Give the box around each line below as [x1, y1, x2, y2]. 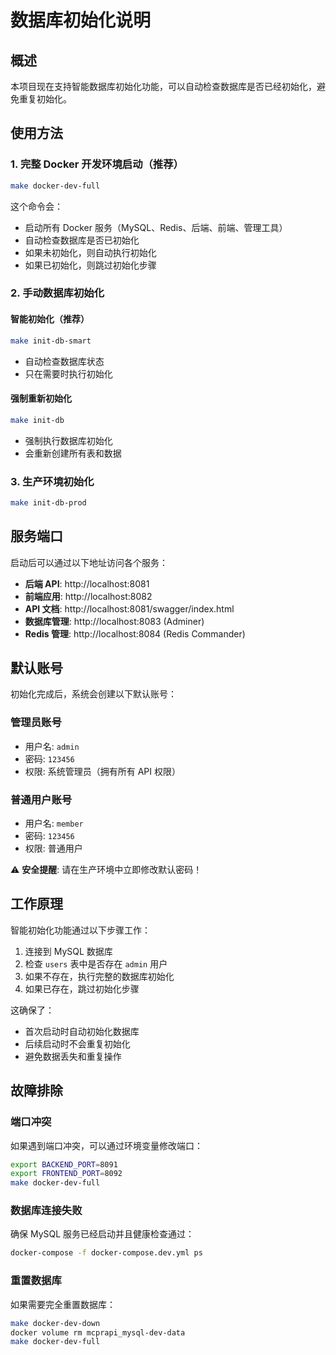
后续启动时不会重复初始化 [24, 1037, 131, 1050]
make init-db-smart [10, 336, 92, 346]
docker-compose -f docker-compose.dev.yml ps [10, 1248, 203, 1258]
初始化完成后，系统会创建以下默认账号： [10, 688, 177, 700]
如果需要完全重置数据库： [10, 1298, 116, 1310]
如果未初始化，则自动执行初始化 [24, 246, 157, 258]
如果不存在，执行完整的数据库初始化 [24, 970, 175, 982]
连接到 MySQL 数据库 [24, 945, 113, 957]
